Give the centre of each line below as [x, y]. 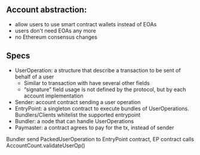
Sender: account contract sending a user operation [78, 102]
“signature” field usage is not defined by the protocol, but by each [105, 89]
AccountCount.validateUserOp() [46, 145]
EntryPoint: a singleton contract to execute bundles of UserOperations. [102, 108]
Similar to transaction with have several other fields [87, 83]
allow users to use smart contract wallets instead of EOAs [86, 24]
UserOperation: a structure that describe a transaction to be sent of [98, 70]
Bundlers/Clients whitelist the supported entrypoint [78, 115]
